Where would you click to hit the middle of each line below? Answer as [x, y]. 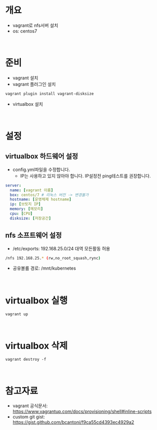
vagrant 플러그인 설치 [34, 84]
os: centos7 [25, 31]
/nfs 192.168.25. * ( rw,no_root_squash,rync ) [53, 258]
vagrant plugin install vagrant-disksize [50, 94]
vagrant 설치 [25, 78]
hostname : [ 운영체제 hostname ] [41, 200]
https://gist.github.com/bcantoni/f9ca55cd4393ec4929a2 [73, 422]
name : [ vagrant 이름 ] [31, 190]
